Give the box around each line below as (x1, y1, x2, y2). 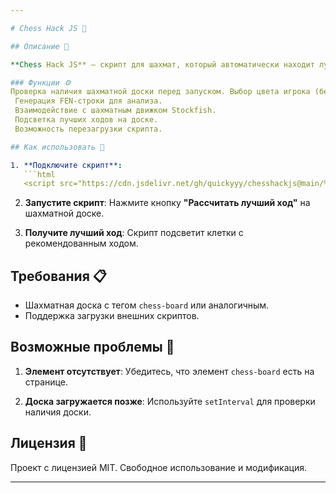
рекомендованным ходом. (24, 237, 139, 250)
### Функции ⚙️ (10, 77, 72, 88)
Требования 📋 (10, 267, 107, 285)
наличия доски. (24, 406, 92, 418)
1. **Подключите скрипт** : (10, 160, 123, 170)
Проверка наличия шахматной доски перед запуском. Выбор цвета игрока (10, 87, 311, 97)
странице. (24, 376, 68, 388)
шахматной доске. (24, 207, 105, 220)
